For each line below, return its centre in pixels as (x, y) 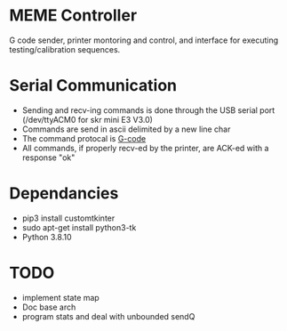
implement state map (60, 297)
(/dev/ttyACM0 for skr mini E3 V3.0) (88, 119)
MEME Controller (73, 16)
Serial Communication (93, 86)
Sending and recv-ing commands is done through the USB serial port (148, 110)
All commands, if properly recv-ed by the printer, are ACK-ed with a (145, 148)
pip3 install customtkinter (68, 218)
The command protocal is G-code (84, 138)
